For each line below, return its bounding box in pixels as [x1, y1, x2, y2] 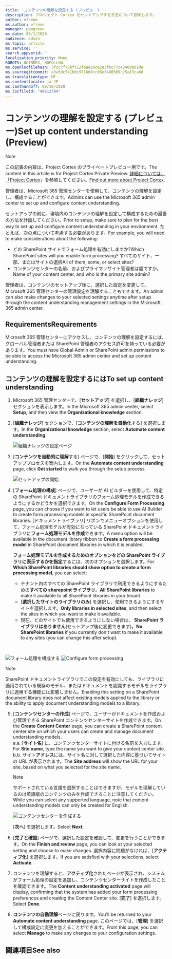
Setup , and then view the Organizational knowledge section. [12, 409, 143, 416]
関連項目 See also [5, 946, 61, 955]
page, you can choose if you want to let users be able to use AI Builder [12, 506, 163, 512]
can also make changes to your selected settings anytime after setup [5, 294, 151, 300]
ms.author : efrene [5, 22, 45, 27]
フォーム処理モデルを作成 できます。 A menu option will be [30, 530, 153, 537]
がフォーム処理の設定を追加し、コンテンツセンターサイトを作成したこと [12, 877, 166, 883]
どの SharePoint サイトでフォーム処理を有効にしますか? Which [12, 246, 144, 252]
